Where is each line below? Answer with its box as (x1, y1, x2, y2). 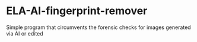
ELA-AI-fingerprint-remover (6, 4, 148, 18)
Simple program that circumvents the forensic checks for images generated (6, 24, 191, 31)
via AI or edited (6, 30, 43, 37)
